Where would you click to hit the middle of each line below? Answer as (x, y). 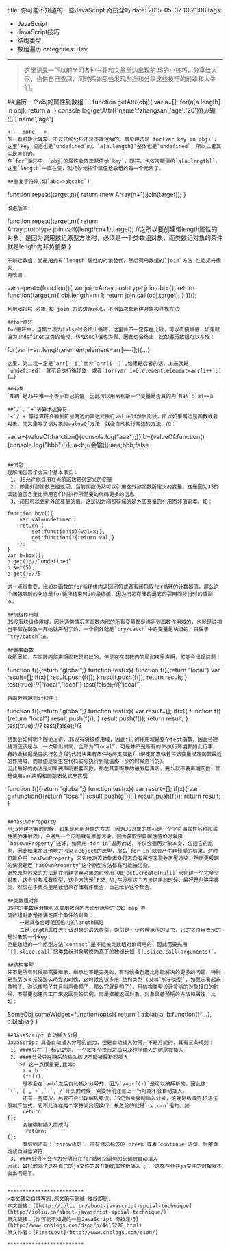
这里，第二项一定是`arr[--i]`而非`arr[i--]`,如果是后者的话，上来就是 (98, 364)
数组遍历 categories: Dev (52, 49)
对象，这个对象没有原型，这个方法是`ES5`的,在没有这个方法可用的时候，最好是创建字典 (113, 880)
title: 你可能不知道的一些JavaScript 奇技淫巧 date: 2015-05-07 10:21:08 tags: (115, 10)
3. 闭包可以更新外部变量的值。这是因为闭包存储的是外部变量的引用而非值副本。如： (112, 501)
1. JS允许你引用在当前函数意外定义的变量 (61, 480)
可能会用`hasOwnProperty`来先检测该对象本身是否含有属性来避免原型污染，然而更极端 (113, 858)
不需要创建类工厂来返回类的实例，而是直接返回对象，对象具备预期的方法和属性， (114, 994)
